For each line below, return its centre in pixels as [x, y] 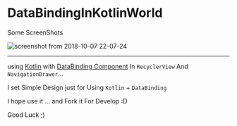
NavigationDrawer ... [35, 74]
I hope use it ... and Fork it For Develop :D [68, 101]
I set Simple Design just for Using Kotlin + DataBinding [87, 87]
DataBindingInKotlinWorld [85, 13]
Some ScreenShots [35, 32]
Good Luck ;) [26, 115]
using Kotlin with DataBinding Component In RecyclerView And [98, 66]
